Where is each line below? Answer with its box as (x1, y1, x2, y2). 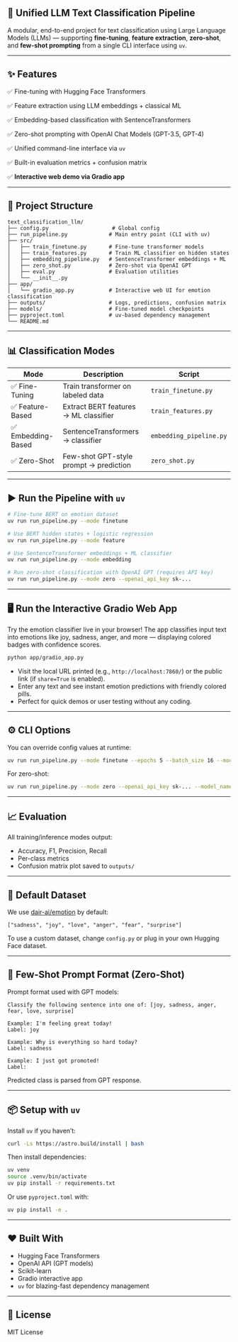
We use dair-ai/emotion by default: (7, 908, 108, 916)
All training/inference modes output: (7, 833, 113, 842)
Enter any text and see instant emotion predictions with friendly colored (17, 682, 227, 691)
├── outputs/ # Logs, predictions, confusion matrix (7, 299, 227, 307)
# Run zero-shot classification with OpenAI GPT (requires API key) (7, 569, 214, 576)
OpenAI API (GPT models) (17, 1259, 93, 1267)
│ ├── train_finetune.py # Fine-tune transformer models (7, 243, 204, 251)
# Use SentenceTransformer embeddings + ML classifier (7, 549, 173, 557)
